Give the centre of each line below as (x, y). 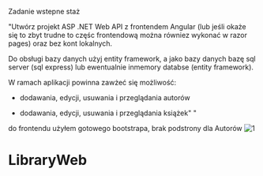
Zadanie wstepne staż (44, 11)
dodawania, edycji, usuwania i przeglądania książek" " (108, 113)
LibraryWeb (48, 160)
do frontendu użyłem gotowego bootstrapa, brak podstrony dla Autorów (125, 128)
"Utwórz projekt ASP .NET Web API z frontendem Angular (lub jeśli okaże (127, 26)
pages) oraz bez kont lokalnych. (60, 43)
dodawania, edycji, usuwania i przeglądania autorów (105, 97)
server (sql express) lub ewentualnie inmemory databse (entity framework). (131, 67)
